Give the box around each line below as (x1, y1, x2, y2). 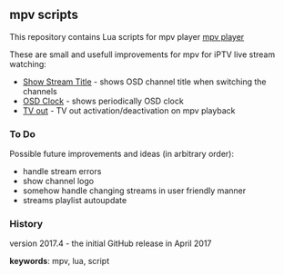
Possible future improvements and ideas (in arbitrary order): (9, 149, 235, 160)
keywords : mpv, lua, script (9, 256, 110, 267)
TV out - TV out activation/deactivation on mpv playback (22, 104, 236, 116)
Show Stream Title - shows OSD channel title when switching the (22, 76, 267, 87)
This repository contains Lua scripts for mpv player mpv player (9, 31, 245, 42)
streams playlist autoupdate (22, 195, 127, 206)
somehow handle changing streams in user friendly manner (22, 185, 247, 196)
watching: (9, 58, 47, 69)
